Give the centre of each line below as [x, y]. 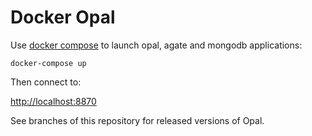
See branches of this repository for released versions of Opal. [137, 120]
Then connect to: [46, 82]
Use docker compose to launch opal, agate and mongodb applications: [156, 45]
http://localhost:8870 [53, 101]
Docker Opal [63, 17]
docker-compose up [48, 63]
